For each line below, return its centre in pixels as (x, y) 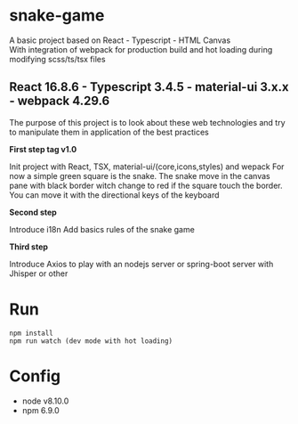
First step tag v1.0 (43, 149)
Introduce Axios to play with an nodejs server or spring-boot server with (141, 264)
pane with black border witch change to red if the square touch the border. (146, 185)
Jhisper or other (39, 273)
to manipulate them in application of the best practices (109, 132)
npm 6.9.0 (40, 410)
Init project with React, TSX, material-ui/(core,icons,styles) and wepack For (147, 167)
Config (35, 376)
